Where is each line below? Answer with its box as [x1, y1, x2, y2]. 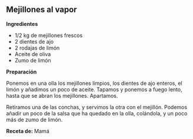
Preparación [6, 68, 37, 75]
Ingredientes [6, 20, 38, 27]
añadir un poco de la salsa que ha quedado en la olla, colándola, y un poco [6, 110, 188, 117]
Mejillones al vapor [6, 5, 78, 15]
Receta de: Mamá [6, 127, 49, 134]
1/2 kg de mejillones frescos [14, 32, 83, 39]
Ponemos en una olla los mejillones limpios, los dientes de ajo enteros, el [6, 80, 182, 87]
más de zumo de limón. [6, 116, 63, 123]
